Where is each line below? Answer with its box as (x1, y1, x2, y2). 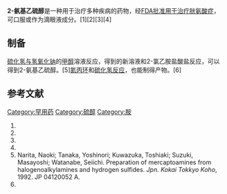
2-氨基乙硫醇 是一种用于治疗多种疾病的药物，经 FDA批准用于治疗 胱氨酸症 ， (7, 7, 220, 14)
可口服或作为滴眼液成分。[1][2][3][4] (7, 15, 112, 23)
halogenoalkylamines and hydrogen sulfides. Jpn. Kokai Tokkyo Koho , (17, 165, 217, 173)
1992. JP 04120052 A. (17, 173, 81, 181)
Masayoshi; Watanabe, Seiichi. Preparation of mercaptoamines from (17, 158, 212, 166)
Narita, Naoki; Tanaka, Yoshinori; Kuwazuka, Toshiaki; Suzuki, (17, 151, 194, 159)
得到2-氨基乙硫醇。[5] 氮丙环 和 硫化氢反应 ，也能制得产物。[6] (7, 66, 182, 74)
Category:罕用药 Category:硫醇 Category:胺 (7, 107, 132, 116)
